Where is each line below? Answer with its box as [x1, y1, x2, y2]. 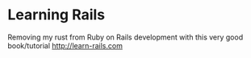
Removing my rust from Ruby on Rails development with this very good [7, 32, 244, 42]
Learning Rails [7, 6, 106, 24]
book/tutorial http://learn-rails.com [7, 40, 123, 50]
